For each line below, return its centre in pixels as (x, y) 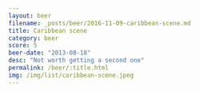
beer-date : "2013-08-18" (50, 53)
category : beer (34, 38)
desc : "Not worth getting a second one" (77, 61)
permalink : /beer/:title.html (59, 68)
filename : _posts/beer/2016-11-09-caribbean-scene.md (100, 23)
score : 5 (23, 46)
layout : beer (30, 16)
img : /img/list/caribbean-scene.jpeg (71, 75)
